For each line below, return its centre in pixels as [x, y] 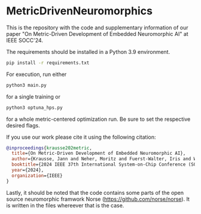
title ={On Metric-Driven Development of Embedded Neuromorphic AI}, [99, 154]
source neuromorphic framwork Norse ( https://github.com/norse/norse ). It [98, 199]
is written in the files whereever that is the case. [65, 205]
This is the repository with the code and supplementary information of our [97, 27]
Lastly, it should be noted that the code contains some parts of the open [95, 192]
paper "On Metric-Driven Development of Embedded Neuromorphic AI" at [97, 33]
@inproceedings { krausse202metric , [49, 148]
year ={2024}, [28, 170]
